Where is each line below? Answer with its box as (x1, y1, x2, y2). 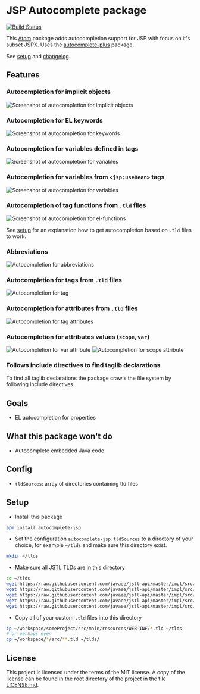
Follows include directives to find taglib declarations (6, 361, 161, 369)
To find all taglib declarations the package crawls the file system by (6, 374, 171, 382)
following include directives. (6, 381, 76, 388)
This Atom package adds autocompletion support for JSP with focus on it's (6, 35, 190, 42)
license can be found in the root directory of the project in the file (6, 675, 167, 682)
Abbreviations (6, 248, 49, 256)
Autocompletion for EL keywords (6, 116, 103, 124)
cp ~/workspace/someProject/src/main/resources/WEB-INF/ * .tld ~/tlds (6, 626, 183, 632)
